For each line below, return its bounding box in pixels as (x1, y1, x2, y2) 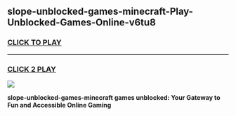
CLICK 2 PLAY (7, 64, 56, 74)
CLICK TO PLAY (7, 38, 62, 48)
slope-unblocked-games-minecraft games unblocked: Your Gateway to (7, 93, 221, 101)
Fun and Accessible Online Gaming (7, 101, 112, 109)
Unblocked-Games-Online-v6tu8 (7, 17, 156, 29)
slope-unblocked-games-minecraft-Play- (7, 6, 193, 18)
